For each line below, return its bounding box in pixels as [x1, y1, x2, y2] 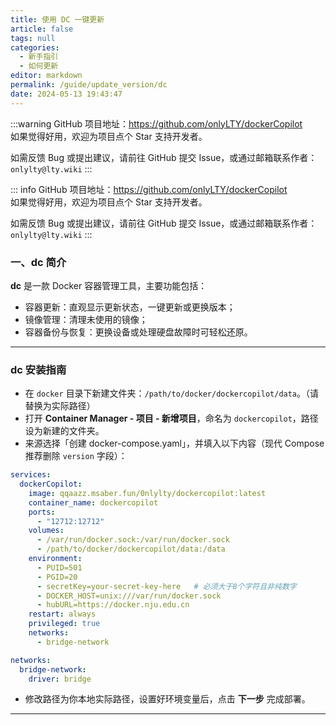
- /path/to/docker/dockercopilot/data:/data [36, 544, 226, 555]
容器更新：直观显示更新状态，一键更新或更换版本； [24, 301, 236, 313]
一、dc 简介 [10, 255, 67, 269]
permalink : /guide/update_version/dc [10, 80, 168, 90]
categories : [10, 42, 60, 53]
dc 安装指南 [10, 362, 67, 376]
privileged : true [28, 619, 101, 629]
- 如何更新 [19, 61, 59, 71]
